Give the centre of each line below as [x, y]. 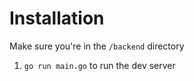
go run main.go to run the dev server [99, 65]
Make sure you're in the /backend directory [97, 46]
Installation [57, 18]
